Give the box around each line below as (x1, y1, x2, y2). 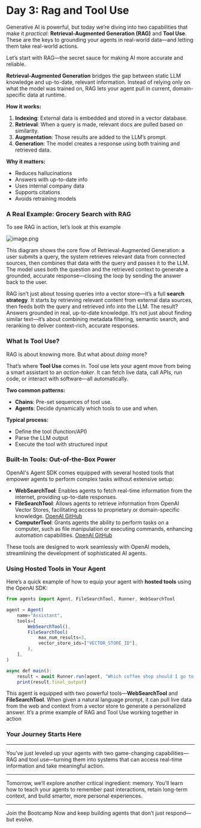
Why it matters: (6, 158, 46, 165)
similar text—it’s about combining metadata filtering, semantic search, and (6, 316, 189, 323)
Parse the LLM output (14, 434, 69, 441)
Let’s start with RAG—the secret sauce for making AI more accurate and (6, 54, 184, 61)
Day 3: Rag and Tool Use (6, 4, 130, 17)
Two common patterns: (6, 386, 66, 394)
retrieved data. (14, 146, 51, 153)
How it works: (6, 102, 42, 110)
